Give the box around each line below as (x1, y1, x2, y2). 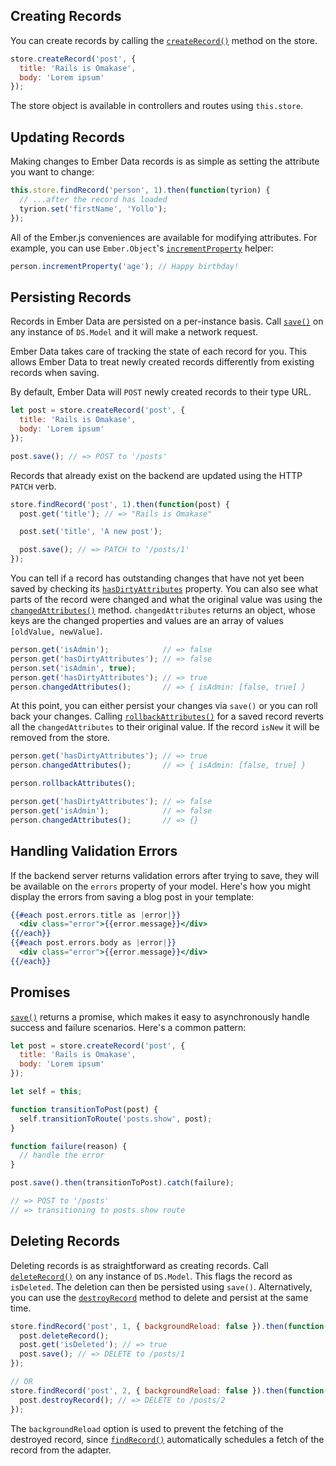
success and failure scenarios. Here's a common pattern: (10, 1021, 247, 1033)
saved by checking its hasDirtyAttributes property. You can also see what (10, 583, 319, 595)
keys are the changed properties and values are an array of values (10, 615, 284, 627)
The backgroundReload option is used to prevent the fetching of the (10, 1422, 284, 1434)
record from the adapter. (10, 1444, 112, 1456)
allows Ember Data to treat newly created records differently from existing (10, 356, 315, 368)
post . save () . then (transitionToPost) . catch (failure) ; (10, 1178, 235, 1188)
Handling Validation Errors (10, 843, 178, 860)
